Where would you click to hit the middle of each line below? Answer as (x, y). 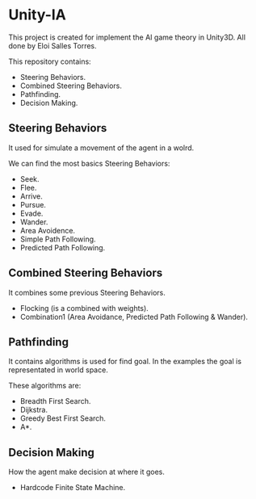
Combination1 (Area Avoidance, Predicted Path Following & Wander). (134, 317)
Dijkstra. (34, 410)
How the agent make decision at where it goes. (87, 472)
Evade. (31, 213)
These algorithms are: (45, 386)
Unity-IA (37, 15)
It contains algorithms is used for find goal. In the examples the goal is (125, 362)
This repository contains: (50, 61)
